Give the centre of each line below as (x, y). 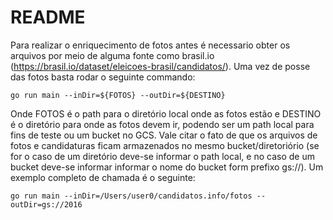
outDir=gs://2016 (46, 204)
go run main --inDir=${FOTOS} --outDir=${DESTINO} (118, 95)
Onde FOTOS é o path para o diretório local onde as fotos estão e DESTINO (166, 113)
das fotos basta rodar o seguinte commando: (103, 77)
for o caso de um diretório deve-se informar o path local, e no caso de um (162, 156)
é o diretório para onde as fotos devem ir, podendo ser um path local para (162, 124)
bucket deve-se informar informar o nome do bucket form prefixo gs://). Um (167, 167)
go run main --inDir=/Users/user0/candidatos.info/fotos (131, 196)
